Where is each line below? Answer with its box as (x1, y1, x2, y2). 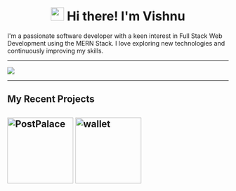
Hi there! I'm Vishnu (66, 8, 185, 25)
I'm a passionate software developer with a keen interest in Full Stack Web (7, 32, 223, 40)
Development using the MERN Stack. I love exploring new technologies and (7, 39, 225, 47)
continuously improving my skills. (7, 46, 104, 55)
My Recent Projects (7, 93, 95, 105)
